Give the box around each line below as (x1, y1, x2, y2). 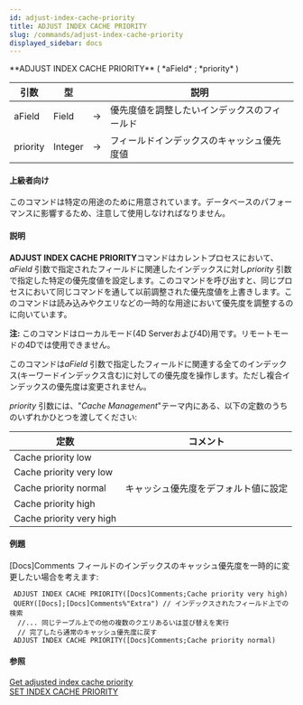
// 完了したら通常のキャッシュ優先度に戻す (17, 627, 158, 637)
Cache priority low (14, 451, 92, 464)
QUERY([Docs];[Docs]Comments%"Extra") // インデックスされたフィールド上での (13, 598, 289, 608)
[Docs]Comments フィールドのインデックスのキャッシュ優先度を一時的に (9, 559, 282, 570)
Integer (53, 141, 84, 154)
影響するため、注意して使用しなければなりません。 (40, 208, 230, 219)
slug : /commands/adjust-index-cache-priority (9, 30, 183, 39)
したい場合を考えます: (16, 571, 99, 582)
